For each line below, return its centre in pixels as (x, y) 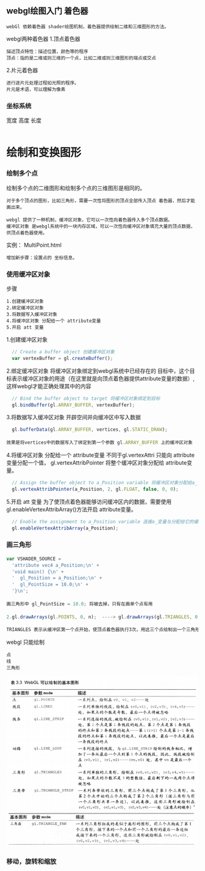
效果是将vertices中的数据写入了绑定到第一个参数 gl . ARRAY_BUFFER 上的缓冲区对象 (100, 443)
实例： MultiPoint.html (34, 245)
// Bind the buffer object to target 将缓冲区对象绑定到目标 (86, 398)
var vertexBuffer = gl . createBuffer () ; (63, 358)
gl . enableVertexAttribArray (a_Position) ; (65, 528)
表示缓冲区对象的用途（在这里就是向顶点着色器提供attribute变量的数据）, (103, 378)
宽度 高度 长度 (24, 121)
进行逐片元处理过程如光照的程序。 (43, 83)
